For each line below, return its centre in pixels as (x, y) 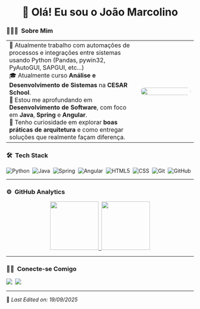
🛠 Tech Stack (27, 155)
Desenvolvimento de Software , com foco (68, 108)
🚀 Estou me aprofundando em (51, 100)
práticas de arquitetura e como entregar (66, 130)
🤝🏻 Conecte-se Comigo (41, 269)
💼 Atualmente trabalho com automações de (70, 45)
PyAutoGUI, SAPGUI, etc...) (47, 68)
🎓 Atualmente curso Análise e (53, 76)
